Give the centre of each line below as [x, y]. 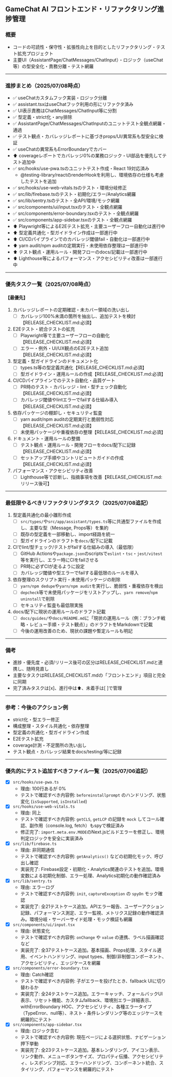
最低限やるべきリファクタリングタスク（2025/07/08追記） [78, 503]
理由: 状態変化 [35, 931]
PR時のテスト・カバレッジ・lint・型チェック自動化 [73, 387]
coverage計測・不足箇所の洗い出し [50, 745]
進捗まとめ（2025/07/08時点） [44, 85]
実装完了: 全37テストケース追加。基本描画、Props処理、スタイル [89, 950]
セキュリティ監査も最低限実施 [52, 605]
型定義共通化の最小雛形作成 [42, 515]
